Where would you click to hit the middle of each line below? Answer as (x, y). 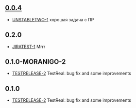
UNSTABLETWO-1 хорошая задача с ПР (53, 19)
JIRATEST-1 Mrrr (29, 46)
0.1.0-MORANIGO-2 (35, 62)
